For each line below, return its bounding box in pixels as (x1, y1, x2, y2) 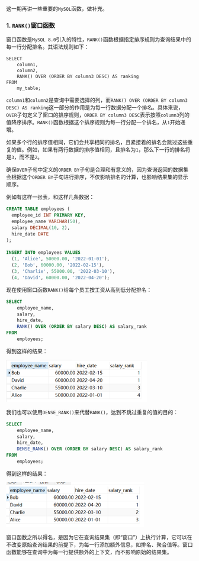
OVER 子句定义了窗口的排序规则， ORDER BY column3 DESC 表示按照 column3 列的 (6, 111, 190, 118)
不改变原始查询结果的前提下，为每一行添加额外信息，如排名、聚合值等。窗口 (6, 541, 193, 549)
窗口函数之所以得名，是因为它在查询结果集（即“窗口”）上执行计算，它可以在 (6, 534, 192, 541)
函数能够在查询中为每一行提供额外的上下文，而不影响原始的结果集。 (6, 549, 172, 556)
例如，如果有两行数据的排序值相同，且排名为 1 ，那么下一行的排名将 (26, 146, 191, 153)
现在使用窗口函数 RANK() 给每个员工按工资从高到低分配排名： (6, 286, 152, 293)
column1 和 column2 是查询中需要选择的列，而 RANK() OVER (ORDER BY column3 (6, 96, 188, 104)
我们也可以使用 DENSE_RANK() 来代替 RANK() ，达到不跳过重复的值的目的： (6, 408, 179, 415)
